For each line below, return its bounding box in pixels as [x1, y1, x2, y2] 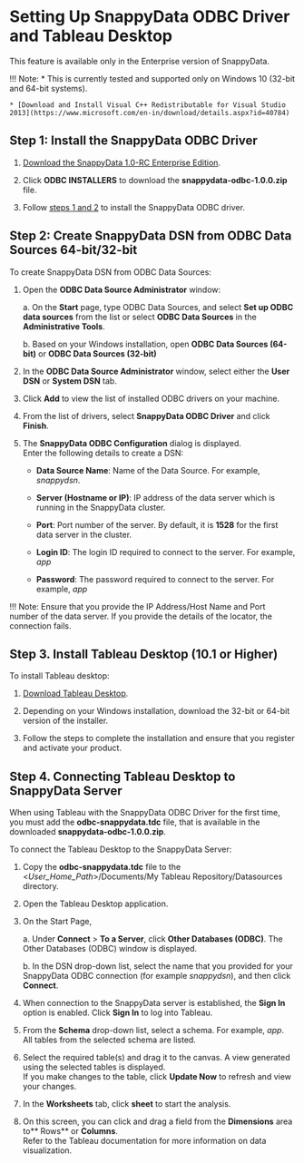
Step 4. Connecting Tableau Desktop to [9, 768, 236, 784]
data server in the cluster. [35, 529, 132, 540]
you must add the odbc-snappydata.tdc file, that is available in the [9, 816, 260, 827]
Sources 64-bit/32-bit [9, 242, 138, 258]
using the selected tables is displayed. [22, 1061, 166, 1072]
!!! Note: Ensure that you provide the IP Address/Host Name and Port [9, 601, 266, 611]
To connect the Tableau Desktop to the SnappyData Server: [9, 844, 232, 855]
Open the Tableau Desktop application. [22, 898, 169, 909]
